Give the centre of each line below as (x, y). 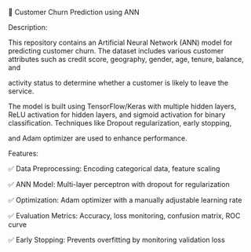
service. (21, 91)
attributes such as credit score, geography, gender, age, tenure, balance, (126, 59)
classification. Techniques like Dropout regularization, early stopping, (120, 123)
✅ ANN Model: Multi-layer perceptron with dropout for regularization (119, 184)
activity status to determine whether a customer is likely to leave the (118, 83)
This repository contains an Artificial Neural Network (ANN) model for (120, 42)
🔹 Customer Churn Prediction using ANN (74, 12)
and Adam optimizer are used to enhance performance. (98, 138)
